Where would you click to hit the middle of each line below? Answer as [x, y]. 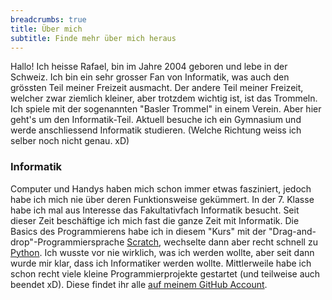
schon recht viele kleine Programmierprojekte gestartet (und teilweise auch [165, 273]
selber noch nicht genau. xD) [70, 141]
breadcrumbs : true [48, 19]
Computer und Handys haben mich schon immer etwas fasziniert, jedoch [161, 188]
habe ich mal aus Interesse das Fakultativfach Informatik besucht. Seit [155, 210]
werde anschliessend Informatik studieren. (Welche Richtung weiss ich [156, 130]
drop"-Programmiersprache [67, 242]
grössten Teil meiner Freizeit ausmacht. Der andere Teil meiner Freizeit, [157, 88]
